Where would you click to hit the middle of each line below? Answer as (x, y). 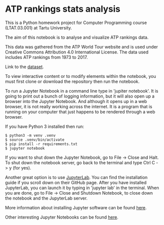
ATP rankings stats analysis (63, 9)
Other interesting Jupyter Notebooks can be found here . (62, 217)
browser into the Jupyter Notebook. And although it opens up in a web (76, 101)
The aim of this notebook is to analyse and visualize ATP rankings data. (77, 37)
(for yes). (22, 168)
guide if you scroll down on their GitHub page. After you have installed (76, 182)
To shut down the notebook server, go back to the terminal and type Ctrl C (80, 162)
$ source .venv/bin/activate (35, 140)
